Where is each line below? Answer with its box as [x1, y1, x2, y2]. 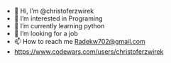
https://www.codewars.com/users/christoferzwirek [13, 47, 164, 56]
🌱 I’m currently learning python [13, 22, 105, 30]
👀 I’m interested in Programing [13, 14, 103, 23]
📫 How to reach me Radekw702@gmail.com [13, 38, 145, 45]
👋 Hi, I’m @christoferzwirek [13, 7, 94, 15]
